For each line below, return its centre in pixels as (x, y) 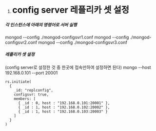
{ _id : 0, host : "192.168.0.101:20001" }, (64, 103)
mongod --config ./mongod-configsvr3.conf (83, 42)
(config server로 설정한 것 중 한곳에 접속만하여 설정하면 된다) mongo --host (78, 67)
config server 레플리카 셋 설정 (70, 10)
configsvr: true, (31, 95)
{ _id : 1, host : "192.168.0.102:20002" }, (64, 108)
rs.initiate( (18, 82)
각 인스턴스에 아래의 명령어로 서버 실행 (41, 24)
